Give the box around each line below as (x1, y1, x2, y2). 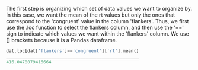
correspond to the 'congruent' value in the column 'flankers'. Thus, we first (6, 18, 189, 24)
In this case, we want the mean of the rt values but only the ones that (6, 11, 175, 18)
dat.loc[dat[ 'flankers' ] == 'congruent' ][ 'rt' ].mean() (6, 48, 139, 54)
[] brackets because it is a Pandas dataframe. (6, 37, 117, 43)
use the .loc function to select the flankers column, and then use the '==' (6, 24, 184, 31)
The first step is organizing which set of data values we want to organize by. (6, 5, 193, 12)
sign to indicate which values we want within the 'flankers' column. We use (6, 30, 190, 37)
